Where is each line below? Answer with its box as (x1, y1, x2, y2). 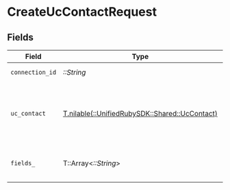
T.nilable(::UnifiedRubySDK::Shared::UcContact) (62, 109, 218, 118)
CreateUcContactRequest (7, 4, 157, 20)
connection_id (10, 69, 57, 76)
